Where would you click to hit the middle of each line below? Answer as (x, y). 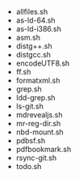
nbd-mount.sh (40, 132)
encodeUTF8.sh (43, 63)
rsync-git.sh (36, 158)
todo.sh (29, 166)
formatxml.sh (38, 81)
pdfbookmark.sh (44, 149)
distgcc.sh (33, 55)
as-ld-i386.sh (39, 29)
